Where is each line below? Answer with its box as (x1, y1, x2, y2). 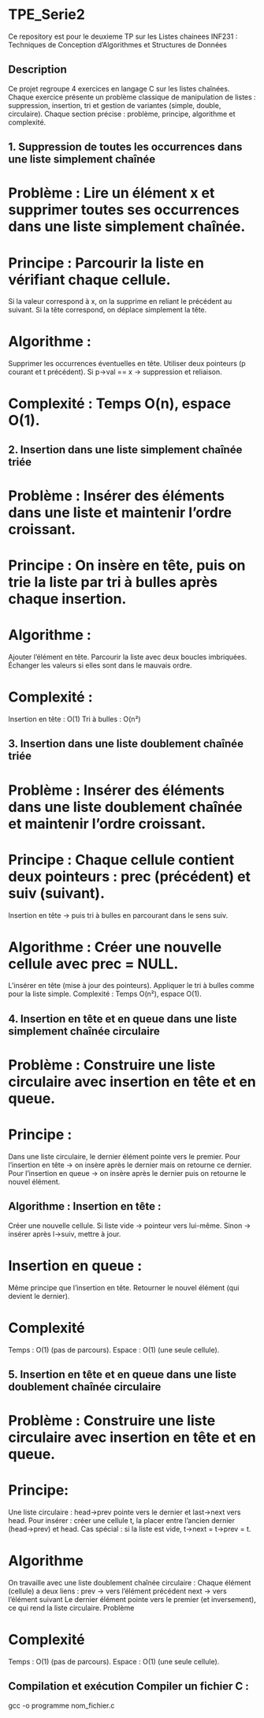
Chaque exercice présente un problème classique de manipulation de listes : (8, 92, 256, 102)
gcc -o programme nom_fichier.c (8, 1701, 115, 1710)
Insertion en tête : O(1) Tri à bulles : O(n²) (8, 714, 141, 724)
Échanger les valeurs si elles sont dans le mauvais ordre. (8, 661, 193, 670)
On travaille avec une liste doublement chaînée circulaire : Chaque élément (8, 1578, 251, 1588)
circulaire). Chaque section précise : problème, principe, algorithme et (8, 109, 236, 118)
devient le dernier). (8, 1291, 70, 1301)
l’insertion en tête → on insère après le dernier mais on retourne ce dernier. (8, 1160, 252, 1170)
